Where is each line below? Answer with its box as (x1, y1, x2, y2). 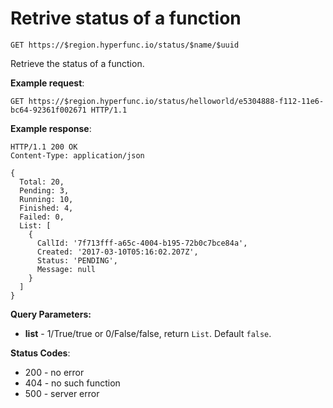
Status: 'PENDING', (36, 255, 118, 266)
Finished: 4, (19, 203, 74, 213)
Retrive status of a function (10, 7, 242, 30)
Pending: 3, (19, 185, 70, 196)
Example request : (10, 77, 85, 89)
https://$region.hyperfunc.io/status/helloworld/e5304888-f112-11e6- (28, 96, 325, 106)
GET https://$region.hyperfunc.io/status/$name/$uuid (10, 40, 240, 50)
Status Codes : (10, 347, 71, 359)
